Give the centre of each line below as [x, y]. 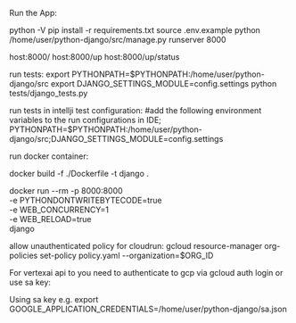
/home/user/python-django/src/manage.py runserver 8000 [118, 40]
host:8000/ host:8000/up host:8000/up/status [95, 57]
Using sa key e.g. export [54, 299]
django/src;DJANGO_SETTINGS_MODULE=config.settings [116, 139]
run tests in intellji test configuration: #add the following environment [136, 110]
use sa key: [30, 282]
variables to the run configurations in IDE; [86, 120]
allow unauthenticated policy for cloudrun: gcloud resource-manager [136, 246]
